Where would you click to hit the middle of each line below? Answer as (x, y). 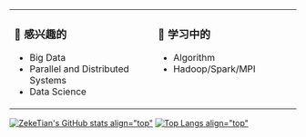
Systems (48, 80)
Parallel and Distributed (79, 69)
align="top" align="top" (179, 122)
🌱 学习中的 (184, 34)
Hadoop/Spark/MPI (214, 69)
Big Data (48, 57)
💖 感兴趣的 (41, 34)
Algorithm (194, 57)
